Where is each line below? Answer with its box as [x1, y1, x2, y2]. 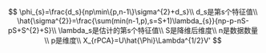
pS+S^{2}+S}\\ [7, 26, 57, 35]
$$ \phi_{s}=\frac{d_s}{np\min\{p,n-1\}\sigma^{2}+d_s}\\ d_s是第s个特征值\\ [8, 7, 258, 16]
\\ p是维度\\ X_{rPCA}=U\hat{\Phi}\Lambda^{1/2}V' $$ [44, 35, 222, 45]
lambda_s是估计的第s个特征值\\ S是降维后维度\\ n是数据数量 [60, 26, 259, 35]
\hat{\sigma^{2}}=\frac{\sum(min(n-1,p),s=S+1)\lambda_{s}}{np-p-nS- [17, 16, 249, 26]
